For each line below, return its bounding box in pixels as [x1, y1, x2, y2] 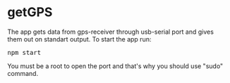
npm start [7, 49, 41, 56]
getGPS [7, 4, 53, 20]
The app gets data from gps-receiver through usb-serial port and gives [7, 27, 214, 36]
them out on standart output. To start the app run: [7, 34, 152, 43]
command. [7, 69, 39, 77]
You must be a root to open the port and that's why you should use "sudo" [7, 61, 224, 70]
